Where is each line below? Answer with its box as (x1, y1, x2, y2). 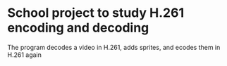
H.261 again (7, 51, 42, 59)
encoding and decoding (7, 20, 149, 36)
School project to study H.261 (7, 5, 185, 21)
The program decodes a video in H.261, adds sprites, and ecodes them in (7, 43, 221, 51)
